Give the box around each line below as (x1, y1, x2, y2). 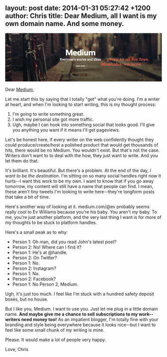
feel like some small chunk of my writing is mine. (5, 327, 104, 333)
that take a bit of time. (5, 194, 50, 200)
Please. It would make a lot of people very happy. (5, 337, 106, 343)
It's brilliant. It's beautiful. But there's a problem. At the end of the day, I (5, 167, 152, 174)
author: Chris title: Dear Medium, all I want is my (5, 12, 157, 20)
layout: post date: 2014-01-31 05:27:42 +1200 (5, 4, 151, 12)
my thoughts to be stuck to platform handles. (5, 219, 97, 225)
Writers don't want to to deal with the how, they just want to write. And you (5, 152, 158, 159)
